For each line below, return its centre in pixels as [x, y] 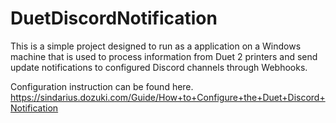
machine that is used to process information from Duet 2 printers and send [164, 56]
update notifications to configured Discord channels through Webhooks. [159, 67]
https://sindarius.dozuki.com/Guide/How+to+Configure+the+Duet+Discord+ [168, 97]
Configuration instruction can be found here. [102, 86]
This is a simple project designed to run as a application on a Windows [156, 46]
